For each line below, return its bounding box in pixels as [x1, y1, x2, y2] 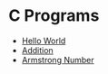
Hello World [21, 35, 66, 46]
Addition [21, 44, 54, 55]
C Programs [8, 5, 100, 26]
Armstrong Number [21, 54, 94, 65]
